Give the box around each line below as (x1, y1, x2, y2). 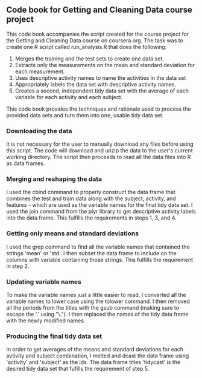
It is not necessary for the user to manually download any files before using (6, 140, 194, 148)
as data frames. (6, 160, 45, 167)
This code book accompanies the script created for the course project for (6, 30, 189, 37)
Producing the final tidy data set (6, 332, 103, 341)
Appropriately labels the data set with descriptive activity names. (14, 80, 177, 88)
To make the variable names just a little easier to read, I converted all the (6, 292, 186, 298)
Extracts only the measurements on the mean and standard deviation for (14, 61, 195, 68)
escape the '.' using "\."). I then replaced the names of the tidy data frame (6, 311, 189, 318)
